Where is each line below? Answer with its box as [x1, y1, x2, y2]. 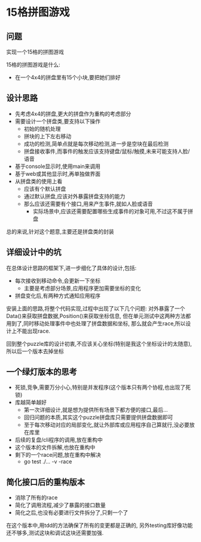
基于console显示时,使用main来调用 [14, 163, 100, 170]
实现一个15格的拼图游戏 [6, 49, 64, 55]
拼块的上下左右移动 [23, 133, 72, 140]
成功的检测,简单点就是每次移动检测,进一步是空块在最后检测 [23, 140, 169, 147]
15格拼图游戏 [6, 5, 70, 19]
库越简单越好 [14, 399, 47, 406]
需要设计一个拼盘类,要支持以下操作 [14, 118, 100, 125]
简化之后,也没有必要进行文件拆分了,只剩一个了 [14, 509, 129, 516]
